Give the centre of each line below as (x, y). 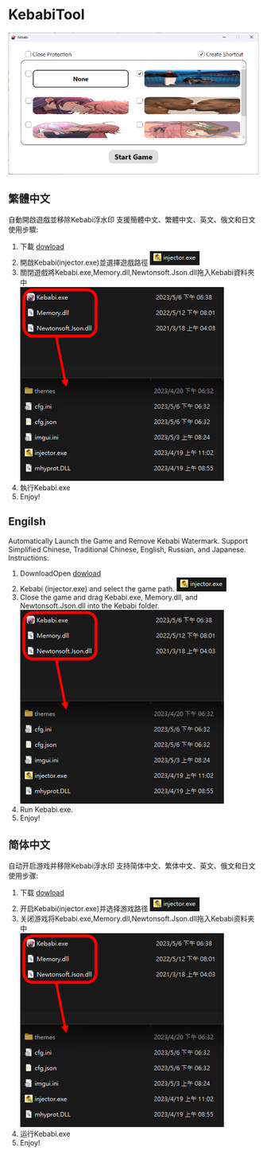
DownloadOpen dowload (60, 573)
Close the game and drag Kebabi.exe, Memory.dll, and (109, 597)
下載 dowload (42, 246)
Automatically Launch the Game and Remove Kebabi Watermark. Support (128, 540)
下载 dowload (42, 892)
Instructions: (29, 558)
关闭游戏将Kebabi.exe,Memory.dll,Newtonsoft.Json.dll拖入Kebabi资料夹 (137, 918)
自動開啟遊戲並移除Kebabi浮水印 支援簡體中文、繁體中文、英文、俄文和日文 (132, 219)
